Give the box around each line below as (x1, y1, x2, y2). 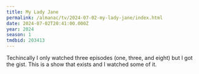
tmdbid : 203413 (6, 37, 45, 43)
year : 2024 (6, 26, 34, 32)
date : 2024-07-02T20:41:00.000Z (6, 20, 89, 26)
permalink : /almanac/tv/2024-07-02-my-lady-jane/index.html (6, 15, 163, 21)
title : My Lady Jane (6, 9, 59, 15)
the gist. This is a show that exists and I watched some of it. (6, 61, 157, 68)
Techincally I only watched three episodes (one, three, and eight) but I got (6, 54, 193, 61)
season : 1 (6, 32, 32, 38)
